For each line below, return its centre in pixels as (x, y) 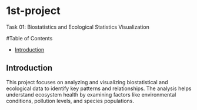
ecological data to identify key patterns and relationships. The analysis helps (99, 88)
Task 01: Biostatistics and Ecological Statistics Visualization (78, 27)
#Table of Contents (29, 38)
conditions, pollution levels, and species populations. (70, 101)
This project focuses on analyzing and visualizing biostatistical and (87, 82)
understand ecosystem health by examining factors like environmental (91, 94)
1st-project (33, 11)
